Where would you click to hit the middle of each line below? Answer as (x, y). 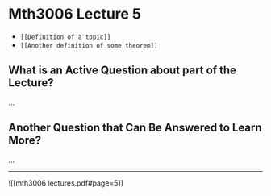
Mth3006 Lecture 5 (75, 14)
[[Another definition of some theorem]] (89, 45)
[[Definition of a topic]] (65, 37)
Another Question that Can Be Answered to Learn (135, 128)
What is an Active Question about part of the (122, 71)
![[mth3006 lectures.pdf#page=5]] (66, 183)
